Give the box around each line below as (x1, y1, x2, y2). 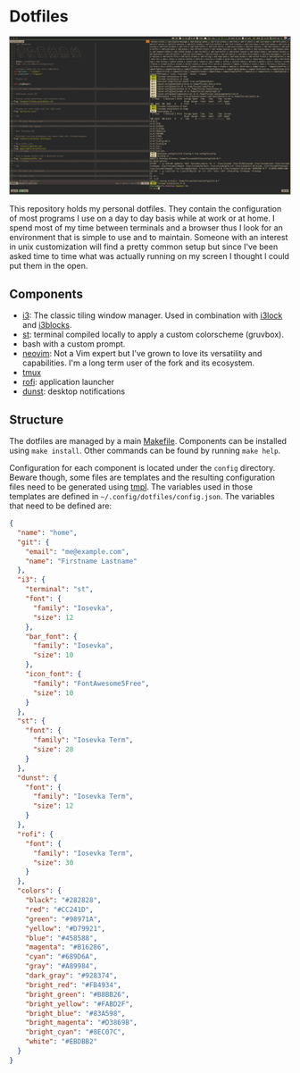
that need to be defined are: (9, 500, 112, 511)
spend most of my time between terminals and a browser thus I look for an (9, 222, 283, 233)
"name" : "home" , (17, 528, 78, 537)
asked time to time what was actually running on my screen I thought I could (9, 251, 290, 262)
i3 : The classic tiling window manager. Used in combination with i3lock (21, 310, 283, 321)
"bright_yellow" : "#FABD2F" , (25, 999, 134, 1009)
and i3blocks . (21, 320, 72, 331)
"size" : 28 (32, 745, 74, 754)
